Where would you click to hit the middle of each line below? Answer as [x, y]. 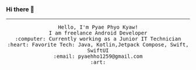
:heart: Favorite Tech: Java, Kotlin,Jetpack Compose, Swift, [98, 45]
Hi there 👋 [20, 9]
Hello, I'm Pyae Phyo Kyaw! [98, 27]
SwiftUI [98, 51]
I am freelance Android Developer [98, 33]
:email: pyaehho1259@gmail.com [98, 57]
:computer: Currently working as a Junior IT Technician [98, 39]
